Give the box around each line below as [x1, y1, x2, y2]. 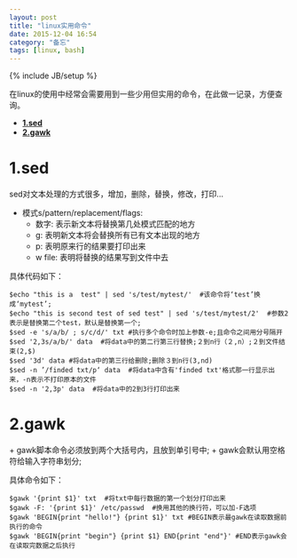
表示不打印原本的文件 [30, 375, 98, 385]
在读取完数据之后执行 [9, 541, 75, 550]
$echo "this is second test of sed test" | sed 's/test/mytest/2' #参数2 [9, 309, 289, 318]
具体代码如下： [9, 271, 64, 282]
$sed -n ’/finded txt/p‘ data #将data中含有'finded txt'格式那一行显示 [9, 366, 269, 375]
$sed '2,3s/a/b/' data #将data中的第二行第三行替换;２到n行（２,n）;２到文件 [9, 338, 279, 347]
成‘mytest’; [9, 299, 52, 309]
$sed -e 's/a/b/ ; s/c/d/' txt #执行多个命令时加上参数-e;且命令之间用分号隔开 [9, 328, 284, 338]
